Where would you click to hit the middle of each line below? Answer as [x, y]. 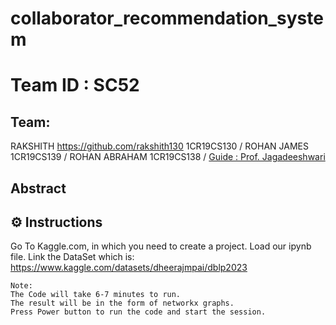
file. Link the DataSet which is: [72, 257]
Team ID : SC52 [75, 85]
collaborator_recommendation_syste [167, 18]
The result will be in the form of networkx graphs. [122, 303]
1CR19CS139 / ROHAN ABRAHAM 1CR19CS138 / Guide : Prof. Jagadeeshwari [168, 157]
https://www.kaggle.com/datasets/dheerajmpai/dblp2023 [129, 268]
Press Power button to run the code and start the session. [138, 312]
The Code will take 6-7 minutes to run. [96, 295]
